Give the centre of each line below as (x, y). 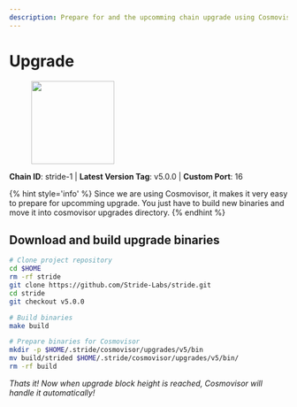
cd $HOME (25, 269)
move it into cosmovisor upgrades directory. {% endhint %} (118, 212)
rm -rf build (33, 366)
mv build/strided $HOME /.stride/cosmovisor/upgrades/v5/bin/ (124, 358)
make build (29, 326)
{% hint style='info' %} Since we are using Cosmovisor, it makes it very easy (148, 193)
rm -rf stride (35, 277)
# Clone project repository (61, 261)
